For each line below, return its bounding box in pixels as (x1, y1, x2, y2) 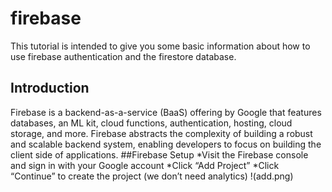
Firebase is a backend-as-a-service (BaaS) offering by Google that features (10, 106, 322, 118)
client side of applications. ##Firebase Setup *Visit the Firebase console (10, 148, 309, 161)
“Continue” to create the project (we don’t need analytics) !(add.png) (10, 170, 294, 182)
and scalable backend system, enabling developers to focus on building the (10, 138, 322, 150)
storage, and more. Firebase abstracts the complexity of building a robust (10, 127, 313, 139)
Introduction (10, 80, 90, 97)
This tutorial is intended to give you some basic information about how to (10, 40, 311, 52)
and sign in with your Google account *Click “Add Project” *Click (10, 159, 280, 171)
